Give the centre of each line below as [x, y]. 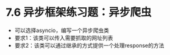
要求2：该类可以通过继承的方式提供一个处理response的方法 [89, 45]
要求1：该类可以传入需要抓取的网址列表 [64, 37]
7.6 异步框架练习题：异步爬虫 [79, 12]
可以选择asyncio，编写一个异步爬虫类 [62, 30]
